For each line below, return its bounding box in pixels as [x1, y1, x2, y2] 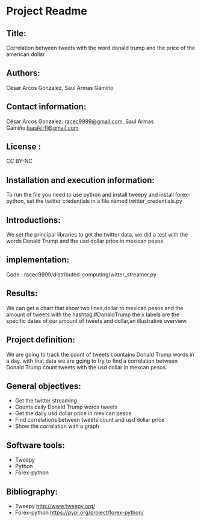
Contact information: [6, 101, 87, 112]
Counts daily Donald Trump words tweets [14, 403, 118, 411]
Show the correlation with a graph [14, 422, 99, 430]
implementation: [6, 255, 70, 265]
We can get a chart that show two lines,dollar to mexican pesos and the [6, 304, 184, 311]
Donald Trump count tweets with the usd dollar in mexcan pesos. [6, 363, 167, 371]
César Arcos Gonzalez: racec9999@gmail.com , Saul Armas [6, 118, 154, 125]
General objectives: [6, 381, 81, 391]
